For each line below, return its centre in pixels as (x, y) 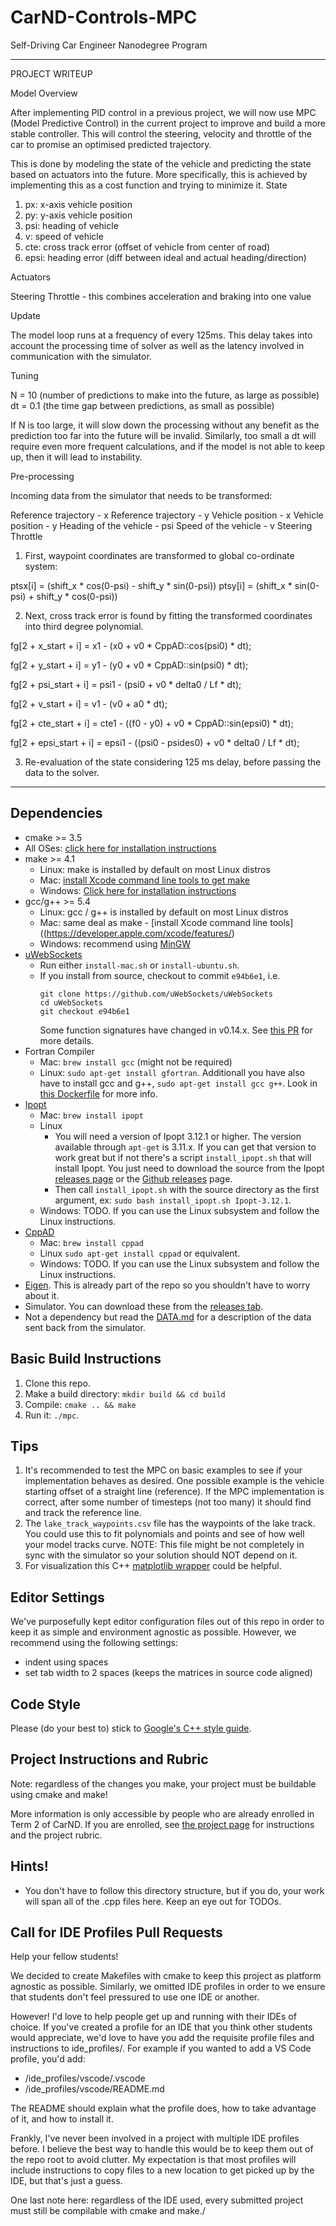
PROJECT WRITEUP (51, 73)
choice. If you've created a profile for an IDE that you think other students (161, 2027)
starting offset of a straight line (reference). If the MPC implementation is (174, 1492)
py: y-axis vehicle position (78, 215)
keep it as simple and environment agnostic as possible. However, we (153, 1632)
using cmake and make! (59, 1794)
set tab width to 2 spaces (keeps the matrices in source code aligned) (168, 1673)
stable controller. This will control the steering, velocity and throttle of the (161, 133)
